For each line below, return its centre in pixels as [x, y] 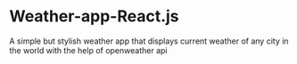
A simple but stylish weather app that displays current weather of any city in [149, 41]
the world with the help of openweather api [88, 50]
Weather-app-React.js [95, 16]
